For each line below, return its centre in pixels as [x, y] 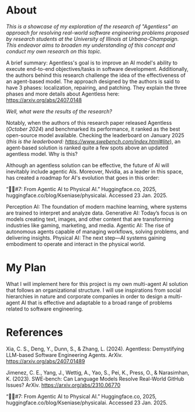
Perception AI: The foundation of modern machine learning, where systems [97, 206]
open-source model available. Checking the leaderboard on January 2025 [95, 135]
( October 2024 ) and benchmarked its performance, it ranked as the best [93, 129]
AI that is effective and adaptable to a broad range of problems [97, 302]
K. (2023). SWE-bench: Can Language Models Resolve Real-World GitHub [95, 379]
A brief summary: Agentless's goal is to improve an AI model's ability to [92, 63]
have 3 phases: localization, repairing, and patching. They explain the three [96, 87]
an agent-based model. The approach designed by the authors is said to [93, 81]
